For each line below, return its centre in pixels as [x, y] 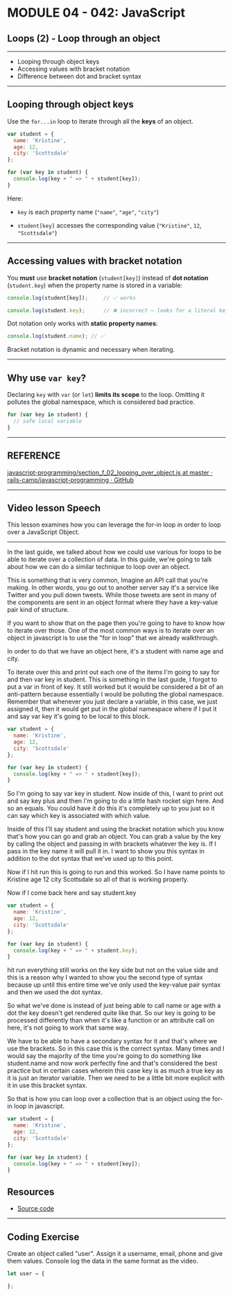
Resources [31, 1192]
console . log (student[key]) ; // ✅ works [72, 298]
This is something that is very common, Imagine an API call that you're [107, 580]
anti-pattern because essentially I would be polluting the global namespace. [115, 694]
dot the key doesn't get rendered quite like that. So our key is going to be [112, 1013]
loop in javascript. [39, 1106]
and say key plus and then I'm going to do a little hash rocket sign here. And [115, 801]
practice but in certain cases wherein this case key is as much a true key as [115, 1071]
